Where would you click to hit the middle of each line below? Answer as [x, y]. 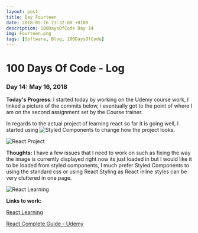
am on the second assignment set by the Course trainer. [74, 112]
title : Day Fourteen [32, 17]
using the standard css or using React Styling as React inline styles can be [97, 171]
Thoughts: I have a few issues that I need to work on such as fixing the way [98, 153]
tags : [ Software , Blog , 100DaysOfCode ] [55, 39]
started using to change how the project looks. [91, 130]
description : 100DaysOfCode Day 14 [50, 28]
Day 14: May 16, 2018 [37, 87]
